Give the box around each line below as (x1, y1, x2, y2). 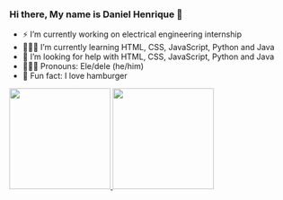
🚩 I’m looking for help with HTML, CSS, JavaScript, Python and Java (22, 51, 275, 62)
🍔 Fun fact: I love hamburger (22, 71, 128, 82)
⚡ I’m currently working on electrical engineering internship (22, 29, 243, 39)
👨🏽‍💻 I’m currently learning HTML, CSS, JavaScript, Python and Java (22, 42, 275, 53)
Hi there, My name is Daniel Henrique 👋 (9, 8, 183, 21)
